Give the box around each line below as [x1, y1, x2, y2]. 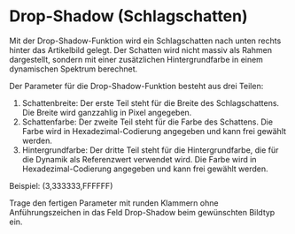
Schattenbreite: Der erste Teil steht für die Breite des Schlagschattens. [21, 97, 280, 108]
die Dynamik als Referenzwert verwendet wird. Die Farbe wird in [21, 154, 257, 164]
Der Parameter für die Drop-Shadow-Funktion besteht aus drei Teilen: [9, 80, 264, 91]
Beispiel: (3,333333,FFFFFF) [9, 180, 113, 191]
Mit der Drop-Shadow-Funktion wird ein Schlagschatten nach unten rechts [9, 35, 282, 46]
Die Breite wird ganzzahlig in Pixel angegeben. [21, 107, 192, 117]
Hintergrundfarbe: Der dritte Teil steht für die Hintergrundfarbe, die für [21, 144, 279, 155]
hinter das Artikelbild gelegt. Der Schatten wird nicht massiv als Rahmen [9, 44, 273, 55]
